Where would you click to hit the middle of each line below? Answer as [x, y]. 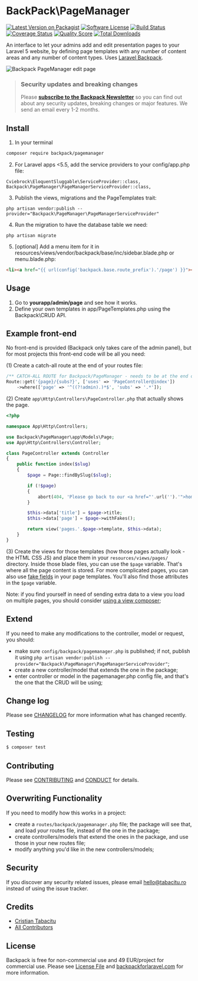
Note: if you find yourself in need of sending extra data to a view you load [95, 594]
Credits [20, 907]
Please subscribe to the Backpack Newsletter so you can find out [101, 97]
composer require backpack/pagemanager [55, 154]
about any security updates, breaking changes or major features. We [104, 103]
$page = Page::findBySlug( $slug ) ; [70, 475]
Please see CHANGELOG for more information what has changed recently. [96, 715]
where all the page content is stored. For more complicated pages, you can [97, 570]
